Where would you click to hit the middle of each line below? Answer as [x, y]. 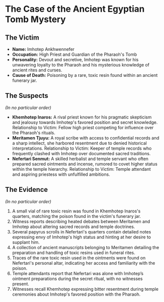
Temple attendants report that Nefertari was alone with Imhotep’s [78, 273]
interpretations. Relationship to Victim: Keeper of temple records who [82, 148]
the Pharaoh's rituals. [34, 133]
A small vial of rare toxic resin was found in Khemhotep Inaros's [76, 211]
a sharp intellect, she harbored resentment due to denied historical [79, 143]
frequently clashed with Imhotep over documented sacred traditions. [81, 153]
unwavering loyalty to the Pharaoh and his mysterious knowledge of [81, 65]
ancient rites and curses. [37, 70]
